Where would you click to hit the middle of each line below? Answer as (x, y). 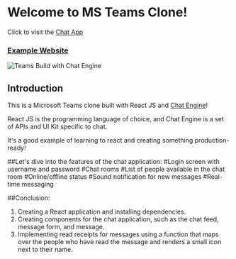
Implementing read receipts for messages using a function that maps (118, 234)
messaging (38, 184)
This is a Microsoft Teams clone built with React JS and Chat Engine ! (107, 105)
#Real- (213, 177)
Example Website (38, 50)
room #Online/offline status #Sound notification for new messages (105, 177)
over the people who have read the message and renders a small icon (119, 242)
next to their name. (45, 250)
